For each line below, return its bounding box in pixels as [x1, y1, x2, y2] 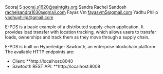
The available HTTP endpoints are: [5, 49, 74, 55]
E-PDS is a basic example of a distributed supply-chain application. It [5, 24, 144, 30]
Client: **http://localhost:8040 [12, 58, 73, 64]
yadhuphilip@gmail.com [5, 15, 54, 20]
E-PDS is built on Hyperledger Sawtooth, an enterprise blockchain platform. [5, 44, 157, 49]
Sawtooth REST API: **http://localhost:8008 [12, 63, 101, 69]
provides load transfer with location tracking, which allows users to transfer [5, 29, 157, 35]
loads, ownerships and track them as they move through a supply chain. [5, 34, 150, 40]
